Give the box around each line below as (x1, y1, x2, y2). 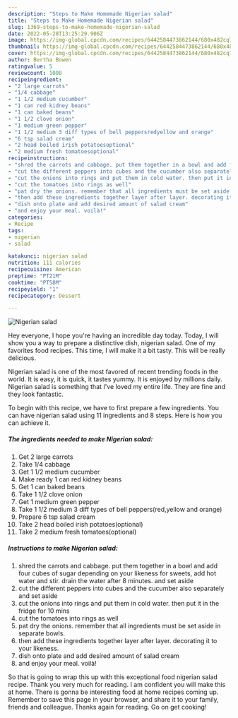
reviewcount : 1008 (8, 69, 62, 76)
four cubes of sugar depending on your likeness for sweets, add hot (18, 569, 216, 578)
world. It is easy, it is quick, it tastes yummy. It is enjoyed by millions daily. (8, 375, 222, 383)
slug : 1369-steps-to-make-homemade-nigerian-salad (8, 23, 160, 30)
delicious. (8, 354, 36, 362)
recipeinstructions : (8, 155, 69, 162)
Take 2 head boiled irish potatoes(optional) (18, 520, 143, 529)
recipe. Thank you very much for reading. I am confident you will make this (8, 681, 226, 689)
